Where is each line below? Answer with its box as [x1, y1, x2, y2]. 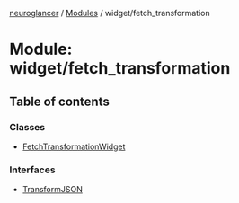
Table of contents [9, 93, 110, 109]
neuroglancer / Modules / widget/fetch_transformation [9, 8, 210, 18]
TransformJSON [22, 184, 83, 195]
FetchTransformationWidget [22, 141, 126, 152]
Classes [9, 120, 46, 133]
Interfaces [9, 163, 56, 176]
